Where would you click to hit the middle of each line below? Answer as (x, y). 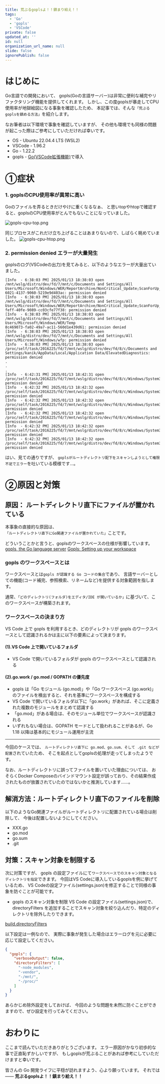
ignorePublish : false (27, 55)
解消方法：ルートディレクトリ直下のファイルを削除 (82, 799)
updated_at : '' (21, 37)
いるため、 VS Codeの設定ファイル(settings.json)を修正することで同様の (79, 885)
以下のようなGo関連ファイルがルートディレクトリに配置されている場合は (79, 812)
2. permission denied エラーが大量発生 (52, 253)
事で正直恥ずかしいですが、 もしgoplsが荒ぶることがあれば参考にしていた (80, 1054)
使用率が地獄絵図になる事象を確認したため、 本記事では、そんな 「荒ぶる (78, 108)
